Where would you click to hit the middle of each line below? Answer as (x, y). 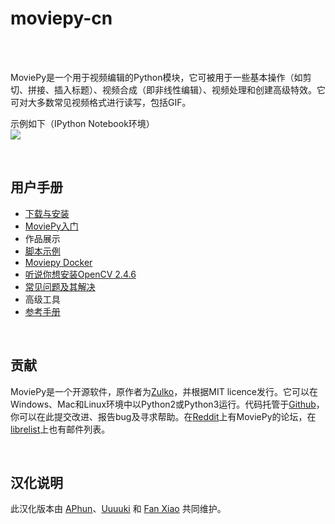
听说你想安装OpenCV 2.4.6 (80, 274)
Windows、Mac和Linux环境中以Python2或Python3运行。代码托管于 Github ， (167, 404)
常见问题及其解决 (60, 286)
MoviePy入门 (51, 226)
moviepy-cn (61, 18)
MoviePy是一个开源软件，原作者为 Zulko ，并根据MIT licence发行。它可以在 (164, 391)
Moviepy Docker (58, 262)
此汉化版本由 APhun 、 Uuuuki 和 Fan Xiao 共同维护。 (118, 509)
